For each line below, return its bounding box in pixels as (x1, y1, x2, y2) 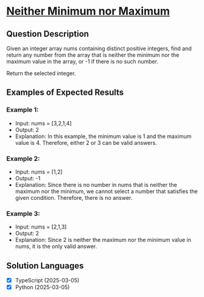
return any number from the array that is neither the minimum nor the (6, 51, 180, 59)
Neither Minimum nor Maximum (6, 4, 171, 18)
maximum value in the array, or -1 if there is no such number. (6, 58, 158, 65)
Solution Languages (6, 260, 84, 271)
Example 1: (6, 106, 39, 114)
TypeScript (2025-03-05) (15, 277, 80, 284)
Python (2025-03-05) (15, 284, 70, 291)
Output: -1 (15, 174, 41, 182)
